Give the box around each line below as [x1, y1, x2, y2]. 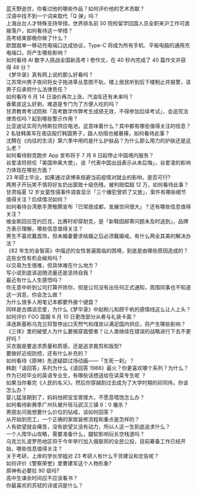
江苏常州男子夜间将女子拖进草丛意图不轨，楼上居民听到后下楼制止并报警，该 [6, 79, 191, 85]
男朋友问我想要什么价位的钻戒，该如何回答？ [6, 408, 114, 415]
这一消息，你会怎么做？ [6, 291, 63, 298]
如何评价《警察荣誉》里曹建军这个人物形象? [6, 460, 112, 466]
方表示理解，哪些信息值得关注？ [6, 225, 83, 232]
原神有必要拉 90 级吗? [6, 467, 60, 474]
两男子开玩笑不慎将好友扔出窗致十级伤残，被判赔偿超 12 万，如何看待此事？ [6, 181, 189, 188]
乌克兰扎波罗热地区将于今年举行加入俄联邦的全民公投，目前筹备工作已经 [6, 438, 181, 445]
